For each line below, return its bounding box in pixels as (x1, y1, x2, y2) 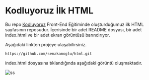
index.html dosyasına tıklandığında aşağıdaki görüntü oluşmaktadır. (5, 60, 143, 66)
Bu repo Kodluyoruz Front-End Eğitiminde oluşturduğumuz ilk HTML (5, 21, 144, 27)
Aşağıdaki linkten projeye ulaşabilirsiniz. (5, 41, 87, 47)
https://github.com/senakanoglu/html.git (5, 51, 92, 56)
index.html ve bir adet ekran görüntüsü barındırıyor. (5, 32, 110, 38)
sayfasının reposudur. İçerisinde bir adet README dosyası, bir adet (5, 26, 142, 32)
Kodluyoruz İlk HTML (5, 5, 93, 16)
